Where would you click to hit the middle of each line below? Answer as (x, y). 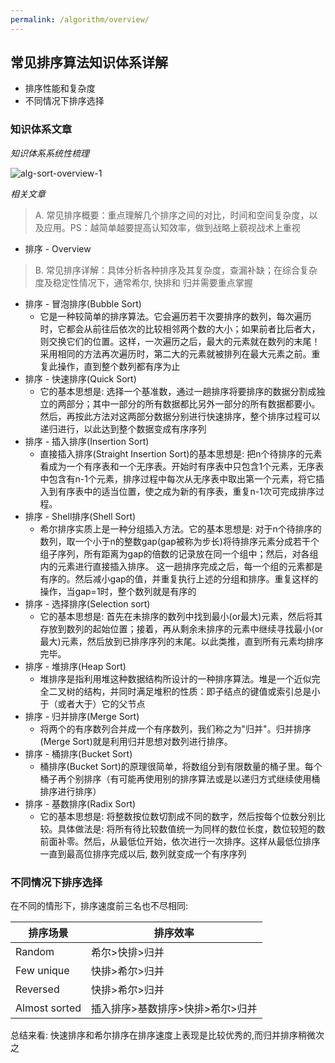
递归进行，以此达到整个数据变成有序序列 (123, 428)
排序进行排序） (70, 791)
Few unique (42, 971)
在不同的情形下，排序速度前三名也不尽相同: (99, 906)
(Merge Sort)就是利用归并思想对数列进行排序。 (136, 741)
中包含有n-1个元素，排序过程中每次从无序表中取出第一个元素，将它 (177, 478)
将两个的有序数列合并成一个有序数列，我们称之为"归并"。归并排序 (175, 728)
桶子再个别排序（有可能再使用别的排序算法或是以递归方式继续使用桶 (180, 778)
